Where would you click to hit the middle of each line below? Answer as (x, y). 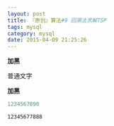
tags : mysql (25, 27)
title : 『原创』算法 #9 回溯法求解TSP (57, 20)
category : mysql (31, 33)
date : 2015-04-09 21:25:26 (47, 40)
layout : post (27, 14)
